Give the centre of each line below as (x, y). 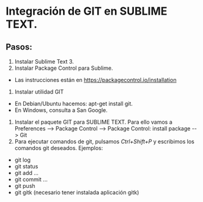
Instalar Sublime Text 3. (44, 62)
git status (26, 166)
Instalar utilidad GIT (39, 92)
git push (25, 186)
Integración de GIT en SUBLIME (87, 11)
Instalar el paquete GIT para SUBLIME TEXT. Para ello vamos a (93, 122)
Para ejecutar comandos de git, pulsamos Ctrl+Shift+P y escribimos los (105, 141)
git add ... (27, 173)
